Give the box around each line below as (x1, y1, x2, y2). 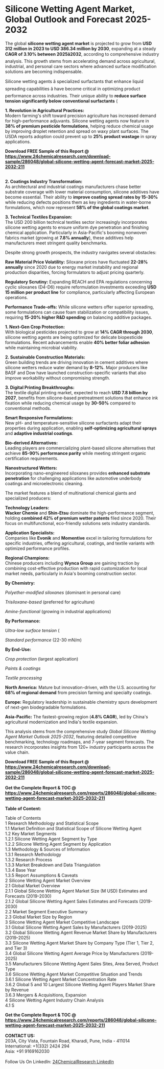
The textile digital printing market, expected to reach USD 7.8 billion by (5, 389, 148, 395)
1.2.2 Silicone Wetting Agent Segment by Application (5, 841, 111, 847)
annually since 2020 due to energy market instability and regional (5, 264, 139, 270)
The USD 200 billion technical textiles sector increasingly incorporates (5, 219, 147, 225)
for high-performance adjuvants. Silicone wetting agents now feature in (5, 118, 149, 123)
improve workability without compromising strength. (5, 375, 110, 380)
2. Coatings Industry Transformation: (5, 178, 83, 184)
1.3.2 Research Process (5, 856, 52, 862)
